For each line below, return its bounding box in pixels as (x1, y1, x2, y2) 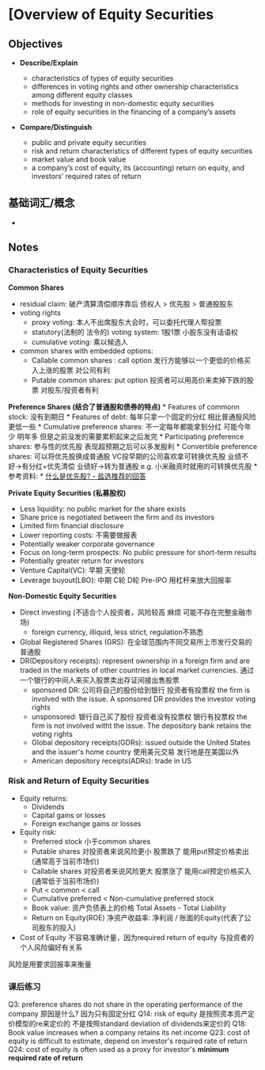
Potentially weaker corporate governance (19, 539, 155, 548)
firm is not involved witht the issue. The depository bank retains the (31, 721, 252, 730)
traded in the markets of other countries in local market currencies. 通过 (19, 665, 255, 675)
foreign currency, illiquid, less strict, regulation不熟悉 (31, 627, 204, 637)
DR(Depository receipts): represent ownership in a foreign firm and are (19, 656, 251, 665)
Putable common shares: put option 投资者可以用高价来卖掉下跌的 (31, 375, 247, 385)
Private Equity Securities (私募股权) (8, 488, 127, 497)
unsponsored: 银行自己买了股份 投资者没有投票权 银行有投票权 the (31, 711, 248, 722)
